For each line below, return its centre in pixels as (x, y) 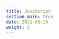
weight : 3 (18, 27)
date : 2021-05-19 (27, 22)
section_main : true (30, 17)
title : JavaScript (28, 11)
